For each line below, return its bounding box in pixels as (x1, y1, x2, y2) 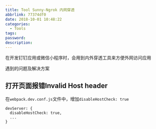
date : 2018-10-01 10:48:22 (5, 17, 62, 22)
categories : (5, 21, 30, 27)
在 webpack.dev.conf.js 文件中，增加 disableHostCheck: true (5, 96, 129, 102)
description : (5, 40, 33, 45)
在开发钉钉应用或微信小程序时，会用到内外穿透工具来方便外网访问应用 (5, 54, 151, 60)
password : (5, 36, 26, 41)
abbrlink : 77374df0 (5, 12, 46, 17)
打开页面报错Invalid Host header (5, 82, 108, 90)
